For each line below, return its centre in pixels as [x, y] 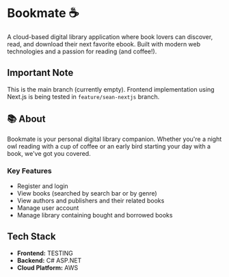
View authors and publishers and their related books [91, 200]
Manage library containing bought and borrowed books [95, 215]
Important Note [40, 73]
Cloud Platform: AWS [48, 267]
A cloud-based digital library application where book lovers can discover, [110, 37]
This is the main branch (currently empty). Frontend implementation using [111, 89]
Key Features [30, 171]
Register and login [42, 186]
